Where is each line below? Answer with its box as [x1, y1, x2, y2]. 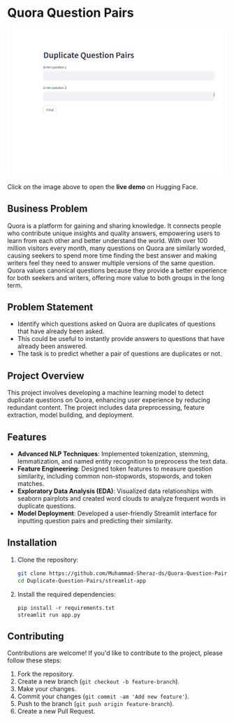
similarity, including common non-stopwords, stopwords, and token [17, 472, 212, 480]
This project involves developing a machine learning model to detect [7, 389, 204, 397]
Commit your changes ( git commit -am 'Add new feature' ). [17, 692, 190, 701]
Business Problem [7, 203, 88, 215]
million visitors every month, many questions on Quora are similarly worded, [7, 244, 226, 252]
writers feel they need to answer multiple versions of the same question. [7, 258, 215, 267]
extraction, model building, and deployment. [7, 411, 134, 419]
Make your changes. [17, 685, 77, 693]
